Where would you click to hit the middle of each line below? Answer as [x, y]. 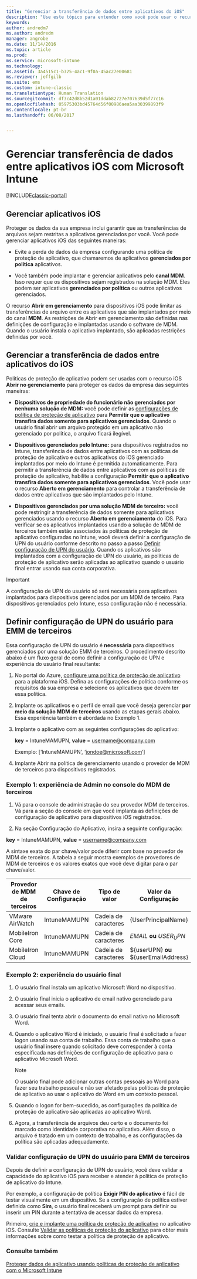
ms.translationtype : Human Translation [55, 93]
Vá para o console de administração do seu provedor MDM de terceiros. [102, 804]
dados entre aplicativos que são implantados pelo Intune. [84, 494]
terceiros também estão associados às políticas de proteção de [91, 530]
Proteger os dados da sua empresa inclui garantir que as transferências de [96, 228]
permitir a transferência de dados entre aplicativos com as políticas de [100, 470]
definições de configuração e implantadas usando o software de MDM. [92, 324]
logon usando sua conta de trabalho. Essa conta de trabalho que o [95, 1040]
